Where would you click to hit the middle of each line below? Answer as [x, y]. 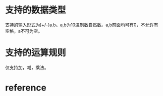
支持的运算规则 [36, 53]
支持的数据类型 [36, 10]
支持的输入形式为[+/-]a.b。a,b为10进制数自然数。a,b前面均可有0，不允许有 [82, 25]
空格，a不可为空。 [24, 31]
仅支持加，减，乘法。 [27, 67]
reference [26, 88]
